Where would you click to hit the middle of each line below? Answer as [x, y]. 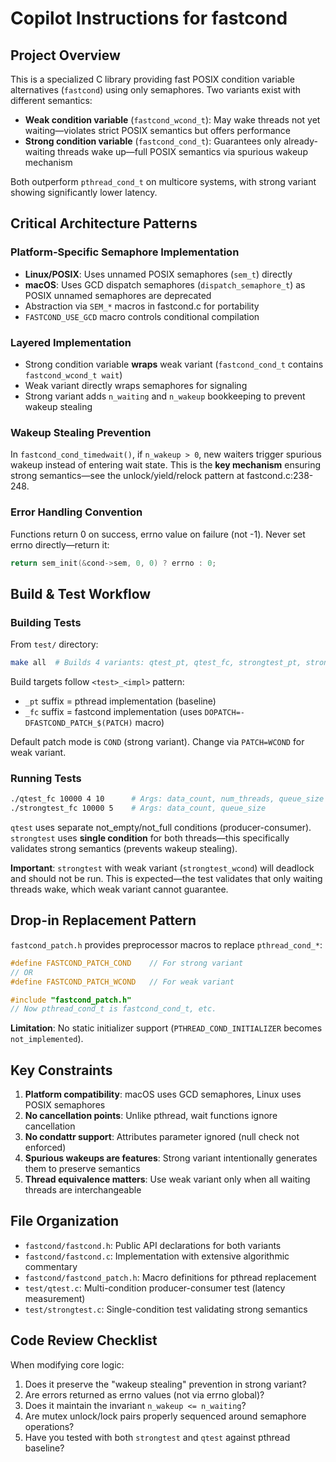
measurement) [55, 1298]
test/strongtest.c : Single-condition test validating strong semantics [166, 1309]
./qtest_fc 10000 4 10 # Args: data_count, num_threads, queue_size [167, 799]
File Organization [65, 1221]
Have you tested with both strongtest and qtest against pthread [157, 1437]
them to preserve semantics [82, 1169]
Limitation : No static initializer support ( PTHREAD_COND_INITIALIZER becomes [166, 1028]
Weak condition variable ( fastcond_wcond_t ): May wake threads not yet [172, 120]
